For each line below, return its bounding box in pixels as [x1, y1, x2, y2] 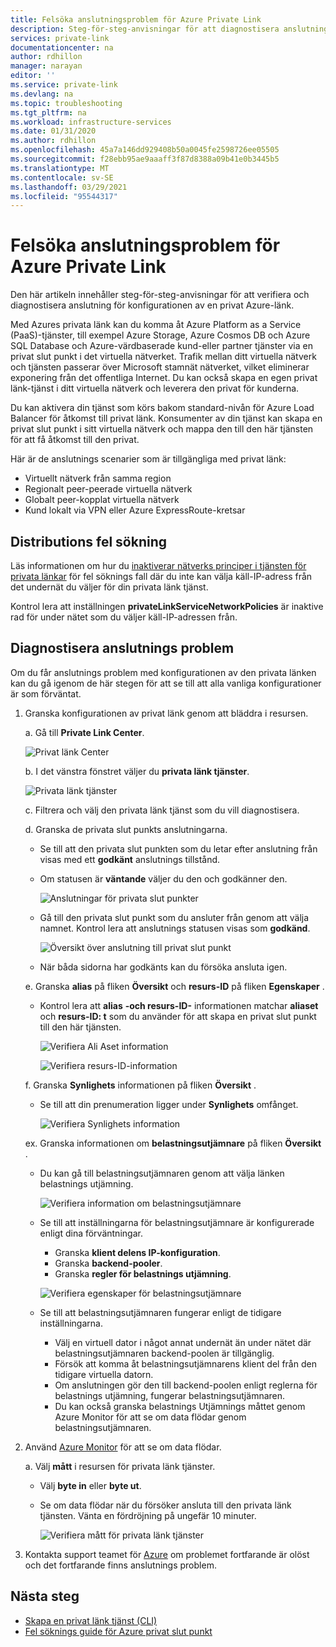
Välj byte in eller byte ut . [39, 1479, 142, 1491]
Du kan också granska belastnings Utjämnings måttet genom [54, 1400, 306, 1412]
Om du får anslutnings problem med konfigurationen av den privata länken [10, 666, 317, 678]
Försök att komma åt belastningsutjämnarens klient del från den [54, 1357, 317, 1370]
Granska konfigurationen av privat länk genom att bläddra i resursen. [24, 707, 309, 719]
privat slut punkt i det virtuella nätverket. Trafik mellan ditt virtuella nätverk [10, 351, 317, 363]
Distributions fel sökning [10, 533, 168, 550]
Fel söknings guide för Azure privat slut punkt [24, 1625, 213, 1637]
